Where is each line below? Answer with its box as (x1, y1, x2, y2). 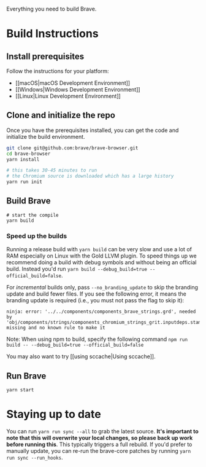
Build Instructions (6, 27, 99, 41)
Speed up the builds (6, 232, 67, 240)
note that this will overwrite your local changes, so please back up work (6, 434, 193, 441)
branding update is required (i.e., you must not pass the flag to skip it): (6, 297, 185, 304)
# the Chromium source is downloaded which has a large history (6, 173, 174, 179)
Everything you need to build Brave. (6, 6, 97, 12)
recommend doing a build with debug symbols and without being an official (6, 259, 197, 266)
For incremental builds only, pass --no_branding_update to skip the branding (6, 284, 198, 291)
